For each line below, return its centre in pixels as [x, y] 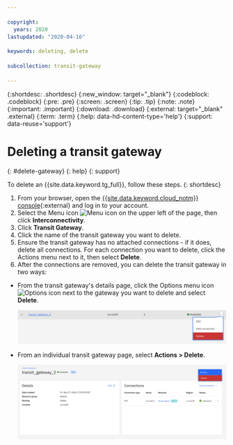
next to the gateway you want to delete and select [134, 293]
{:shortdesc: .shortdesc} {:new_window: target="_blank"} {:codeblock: [109, 94]
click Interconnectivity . [51, 220]
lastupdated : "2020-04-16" [46, 37]
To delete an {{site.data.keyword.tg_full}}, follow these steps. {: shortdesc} [114, 184]
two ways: [32, 272]
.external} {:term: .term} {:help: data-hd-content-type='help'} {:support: [110, 116]
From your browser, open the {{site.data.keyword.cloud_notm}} [108, 197]
